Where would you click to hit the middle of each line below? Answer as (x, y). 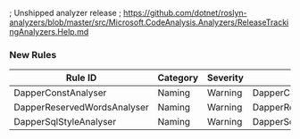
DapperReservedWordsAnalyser (81, 108)
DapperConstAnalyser (60, 93)
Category (178, 78)
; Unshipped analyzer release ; (66, 13)
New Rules (33, 54)
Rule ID (81, 78)
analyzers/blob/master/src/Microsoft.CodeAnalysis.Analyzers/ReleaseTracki (149, 22)
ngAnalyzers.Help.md (49, 32)
